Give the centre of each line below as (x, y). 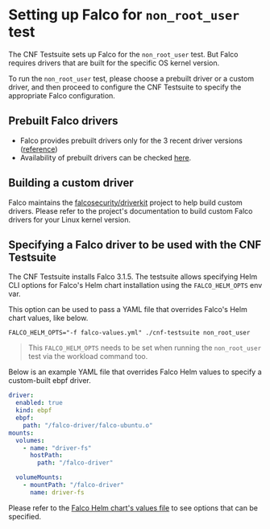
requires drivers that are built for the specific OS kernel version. (114, 63)
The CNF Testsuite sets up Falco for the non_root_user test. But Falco (123, 54)
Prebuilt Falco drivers (63, 121)
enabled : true (39, 403)
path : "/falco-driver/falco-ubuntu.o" (88, 425)
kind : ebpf (34, 410)
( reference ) (39, 149)
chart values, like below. (48, 318)
